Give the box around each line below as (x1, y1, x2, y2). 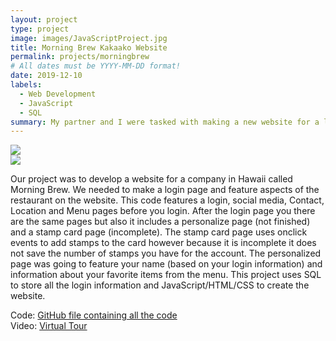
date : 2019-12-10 (10, 71, 83, 81)
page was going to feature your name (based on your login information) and (10, 258, 323, 270)
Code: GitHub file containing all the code (10, 309, 178, 321)
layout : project (10, 14, 78, 25)
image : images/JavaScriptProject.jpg (10, 33, 168, 43)
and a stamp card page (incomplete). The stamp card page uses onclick (10, 226, 308, 238)
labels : (10, 80, 43, 90)
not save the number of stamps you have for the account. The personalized (10, 247, 322, 260)
